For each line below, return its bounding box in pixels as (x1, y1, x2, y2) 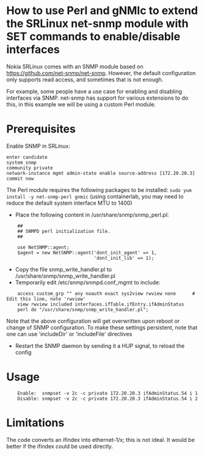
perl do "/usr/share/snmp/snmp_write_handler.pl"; (17, 306, 149, 312)
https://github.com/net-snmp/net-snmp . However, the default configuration (6, 69, 196, 76)
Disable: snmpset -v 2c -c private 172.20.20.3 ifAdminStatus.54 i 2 (17, 395, 199, 402)
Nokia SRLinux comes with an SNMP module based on (6, 62, 144, 70)
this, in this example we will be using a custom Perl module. (6, 100, 156, 108)
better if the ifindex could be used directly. (6, 443, 113, 450)
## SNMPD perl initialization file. (17, 228, 111, 234)
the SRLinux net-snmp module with (6, 17, 189, 31)
